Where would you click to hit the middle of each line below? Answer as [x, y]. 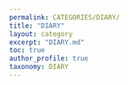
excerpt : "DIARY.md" [47, 42]
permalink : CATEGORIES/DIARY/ [65, 17]
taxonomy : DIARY [39, 67]
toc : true [27, 50]
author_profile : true [49, 58]
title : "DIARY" [37, 26]
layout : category [41, 34]
